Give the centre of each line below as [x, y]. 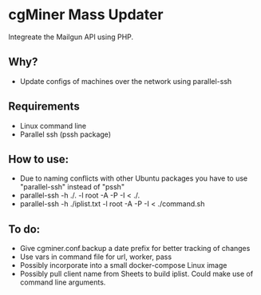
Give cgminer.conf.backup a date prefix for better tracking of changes [135, 249]
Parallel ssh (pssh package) [65, 134]
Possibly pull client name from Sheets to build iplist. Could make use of [136, 274]
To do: [24, 229]
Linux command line [53, 126]
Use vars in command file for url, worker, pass [96, 257]
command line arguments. [63, 282]
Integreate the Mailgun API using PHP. [71, 37]
